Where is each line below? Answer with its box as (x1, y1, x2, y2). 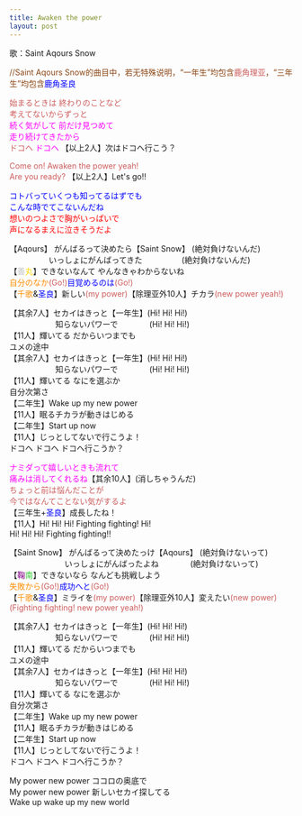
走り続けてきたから (9, 131, 81, 142)
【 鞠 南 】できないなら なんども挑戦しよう (9, 569, 162, 580)
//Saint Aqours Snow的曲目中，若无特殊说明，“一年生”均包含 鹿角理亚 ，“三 (9, 67, 285, 78)
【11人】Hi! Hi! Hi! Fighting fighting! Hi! (9, 518, 151, 528)
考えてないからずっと (9, 108, 88, 119)
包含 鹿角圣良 (28, 78, 76, 88)
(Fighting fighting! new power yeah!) (9, 601, 144, 613)
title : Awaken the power (9, 13, 102, 23)
